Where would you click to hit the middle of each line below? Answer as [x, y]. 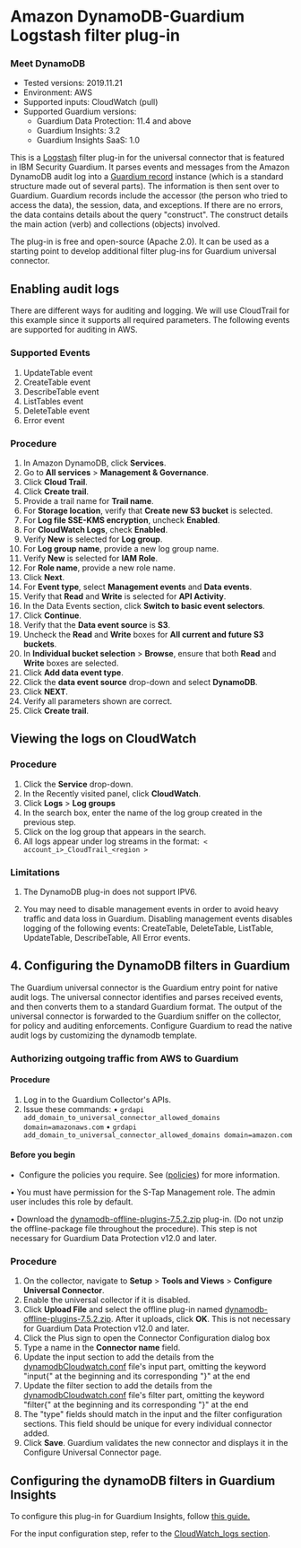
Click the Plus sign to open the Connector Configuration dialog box [146, 1338]
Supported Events [50, 353]
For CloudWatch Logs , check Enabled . [95, 529]
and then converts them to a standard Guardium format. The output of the [146, 1006]
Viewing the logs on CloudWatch [103, 739]
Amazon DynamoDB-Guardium [128, 17]
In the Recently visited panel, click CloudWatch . [112, 793]
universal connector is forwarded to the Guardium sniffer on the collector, [146, 1016]
